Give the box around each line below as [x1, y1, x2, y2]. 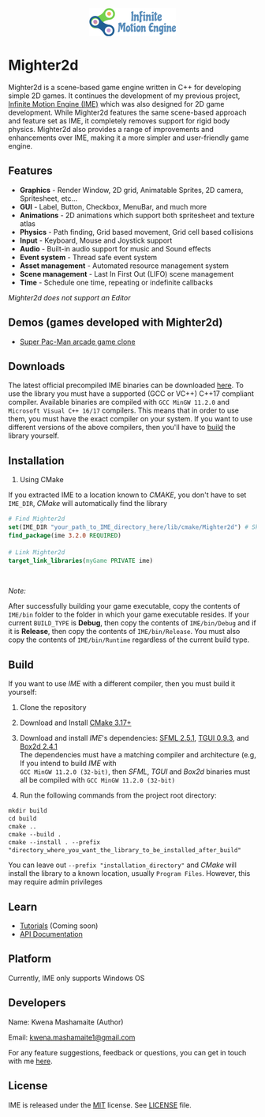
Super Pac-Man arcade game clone [19, 337, 136, 346]
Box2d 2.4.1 [19, 742, 58, 751]
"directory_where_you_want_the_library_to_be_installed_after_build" [8, 847, 242, 855]
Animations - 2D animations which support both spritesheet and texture [19, 210, 255, 220]
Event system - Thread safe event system [19, 252, 158, 262]
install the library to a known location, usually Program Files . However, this [8, 869, 251, 878]
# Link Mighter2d [8, 548, 65, 557]
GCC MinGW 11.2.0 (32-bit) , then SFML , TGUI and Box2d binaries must [19, 767, 251, 776]
